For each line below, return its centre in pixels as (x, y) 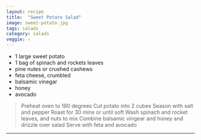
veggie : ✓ (19, 39)
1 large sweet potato (40, 56)
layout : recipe (25, 12)
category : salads (28, 34)
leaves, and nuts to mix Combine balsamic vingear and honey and (102, 119)
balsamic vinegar (36, 82)
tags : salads (22, 28)
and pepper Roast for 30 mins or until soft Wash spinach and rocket (104, 112)
